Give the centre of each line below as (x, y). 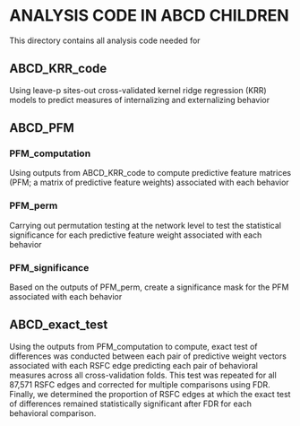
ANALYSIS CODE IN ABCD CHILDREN (149, 16)
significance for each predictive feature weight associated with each (136, 235)
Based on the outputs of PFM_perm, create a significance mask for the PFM (149, 287)
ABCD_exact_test (59, 325)
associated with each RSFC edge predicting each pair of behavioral (133, 365)
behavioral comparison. (53, 413)
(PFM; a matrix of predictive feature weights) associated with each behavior (149, 183)
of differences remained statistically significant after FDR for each (131, 404)
